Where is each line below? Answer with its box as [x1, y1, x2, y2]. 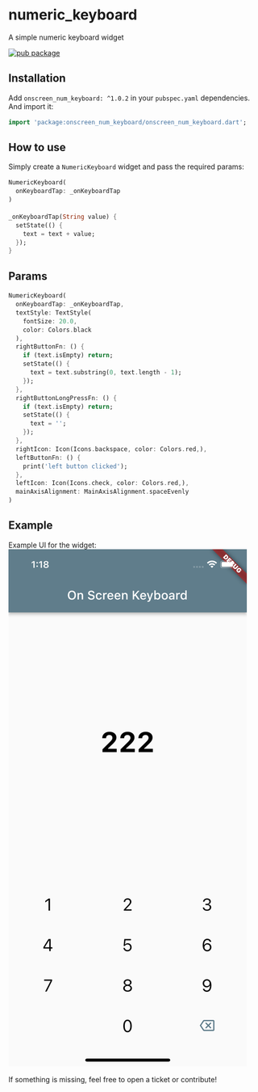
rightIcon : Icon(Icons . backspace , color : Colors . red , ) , [15, 445, 207, 453]
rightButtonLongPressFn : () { [15, 394, 117, 402]
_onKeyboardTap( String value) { [8, 213, 117, 221]
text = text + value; [23, 230, 95, 238]
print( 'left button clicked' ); [23, 462, 128, 470]
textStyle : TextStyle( [15, 309, 92, 317]
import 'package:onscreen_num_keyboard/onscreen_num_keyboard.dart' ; [8, 118, 248, 126]
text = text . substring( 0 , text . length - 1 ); [29, 369, 182, 377]
